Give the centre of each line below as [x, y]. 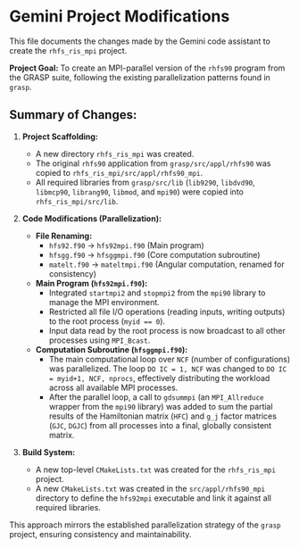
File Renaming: [64, 236]
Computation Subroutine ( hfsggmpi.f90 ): [112, 349]
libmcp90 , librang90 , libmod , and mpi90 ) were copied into [139, 191]
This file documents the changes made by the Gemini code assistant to [140, 41]
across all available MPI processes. [113, 387]
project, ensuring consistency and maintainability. [100, 534]
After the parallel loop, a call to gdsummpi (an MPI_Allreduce [156, 397]
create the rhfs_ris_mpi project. [68, 50]
